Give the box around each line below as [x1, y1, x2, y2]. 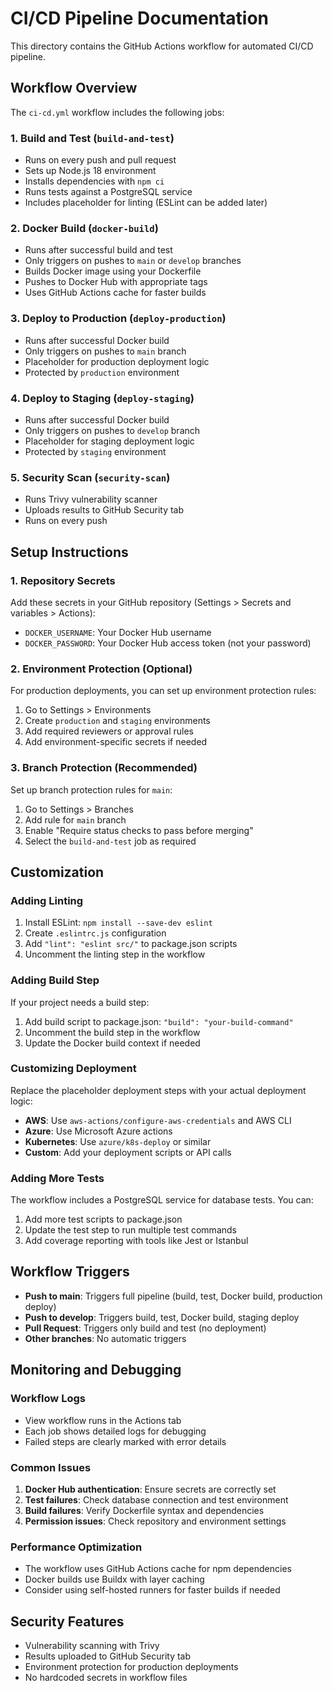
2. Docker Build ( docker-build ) [10, 221, 159, 235]
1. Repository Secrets [10, 573, 116, 587]
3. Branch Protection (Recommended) [10, 761, 198, 775]
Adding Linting [10, 893, 84, 907]
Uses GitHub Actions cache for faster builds [24, 287, 207, 299]
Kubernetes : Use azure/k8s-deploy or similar [24, 1135, 212, 1147]
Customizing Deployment [10, 1062, 137, 1076]
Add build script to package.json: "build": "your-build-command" [24, 1015, 294, 1027]
